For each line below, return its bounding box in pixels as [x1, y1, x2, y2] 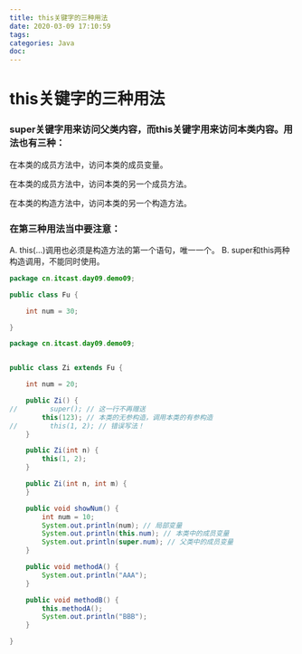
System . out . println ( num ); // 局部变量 [42, 521, 183, 530]
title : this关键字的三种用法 [9, 13, 109, 23]
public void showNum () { [25, 504, 119, 513]
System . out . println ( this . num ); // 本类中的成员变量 [42, 529, 230, 538]
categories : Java [9, 38, 75, 48]
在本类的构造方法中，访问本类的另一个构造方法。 [9, 197, 192, 208]
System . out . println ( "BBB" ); [42, 612, 147, 621]
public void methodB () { [25, 595, 119, 604]
